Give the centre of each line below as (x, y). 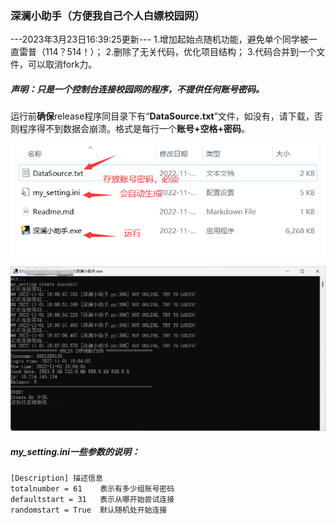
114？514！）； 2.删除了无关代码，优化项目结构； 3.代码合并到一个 (180, 52)
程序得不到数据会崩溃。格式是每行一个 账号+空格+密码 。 (134, 129)
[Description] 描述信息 (56, 478)
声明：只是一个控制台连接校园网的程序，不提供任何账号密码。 (137, 89)
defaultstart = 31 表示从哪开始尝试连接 (92, 500)
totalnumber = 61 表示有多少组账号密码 (92, 489)
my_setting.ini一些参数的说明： (75, 451)
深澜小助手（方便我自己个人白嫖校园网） (107, 15)
